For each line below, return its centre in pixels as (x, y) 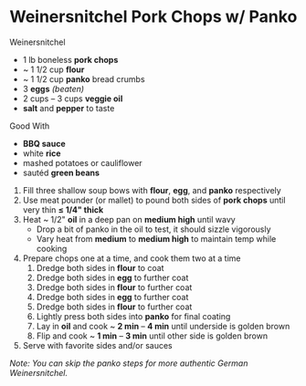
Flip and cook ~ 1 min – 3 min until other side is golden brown (152, 336)
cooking (52, 248)
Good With (30, 126)
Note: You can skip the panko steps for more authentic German (129, 363)
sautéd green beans (61, 172)
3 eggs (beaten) (53, 89)
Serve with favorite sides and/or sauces (97, 345)
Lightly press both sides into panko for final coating (133, 316)
